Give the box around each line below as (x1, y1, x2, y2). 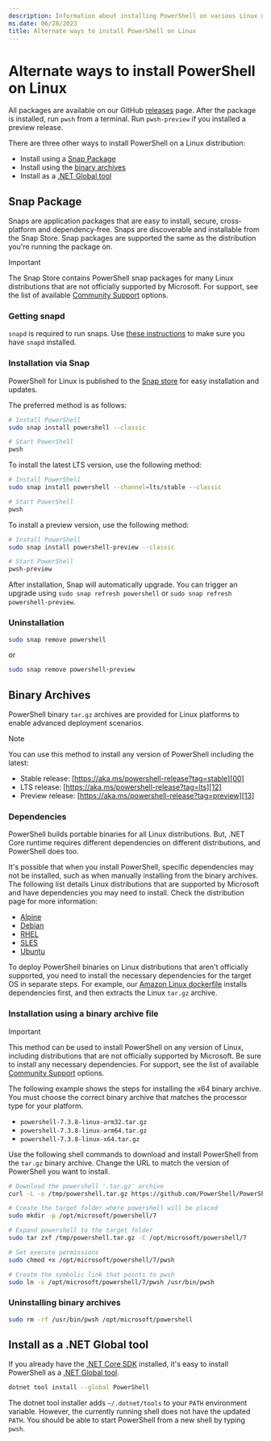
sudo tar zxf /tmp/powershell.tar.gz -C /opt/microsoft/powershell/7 (8, 1234, 248, 1242)
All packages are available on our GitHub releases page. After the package (8, 106, 256, 116)
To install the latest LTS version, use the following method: (8, 460, 202, 470)
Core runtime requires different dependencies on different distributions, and (8, 838, 261, 848)
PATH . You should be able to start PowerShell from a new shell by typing (8, 1415, 246, 1425)
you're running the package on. (8, 242, 113, 251)
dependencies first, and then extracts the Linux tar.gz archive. (8, 988, 218, 998)
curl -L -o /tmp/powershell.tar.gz (8, 1190, 128, 1198)
